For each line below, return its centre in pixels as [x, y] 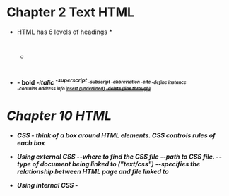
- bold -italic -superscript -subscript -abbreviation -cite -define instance [101, 82]
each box [31, 142]
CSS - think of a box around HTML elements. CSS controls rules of [116, 135]
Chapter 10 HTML [59, 116]
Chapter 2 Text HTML [71, 12]
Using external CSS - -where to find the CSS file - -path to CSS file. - [118, 157]
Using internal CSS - [47, 185]
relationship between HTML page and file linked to [93, 171]
